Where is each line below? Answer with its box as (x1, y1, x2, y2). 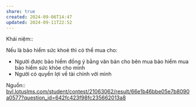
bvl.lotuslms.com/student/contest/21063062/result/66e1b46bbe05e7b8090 (6, 88, 190, 95)
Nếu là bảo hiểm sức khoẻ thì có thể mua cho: (6, 47, 118, 54)
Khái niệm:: (6, 36, 34, 43)
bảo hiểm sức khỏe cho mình (14, 64, 85, 71)
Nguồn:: (6, 82, 26, 89)
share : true (6, 8, 35, 15)
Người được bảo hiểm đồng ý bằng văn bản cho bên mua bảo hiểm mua (14, 58, 189, 65)
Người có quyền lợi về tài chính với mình (14, 71, 112, 78)
